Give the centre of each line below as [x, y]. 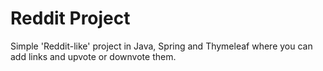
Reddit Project [70, 18]
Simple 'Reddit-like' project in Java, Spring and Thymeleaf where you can [161, 46]
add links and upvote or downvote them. [93, 56]
